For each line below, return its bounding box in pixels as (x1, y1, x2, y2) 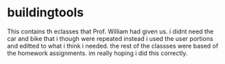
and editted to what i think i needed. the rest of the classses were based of (7, 42, 219, 50)
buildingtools (7, 5, 84, 20)
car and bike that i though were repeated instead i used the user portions (7, 34, 214, 42)
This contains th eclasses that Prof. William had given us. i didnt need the (7, 27, 214, 35)
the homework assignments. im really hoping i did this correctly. (7, 49, 188, 57)
